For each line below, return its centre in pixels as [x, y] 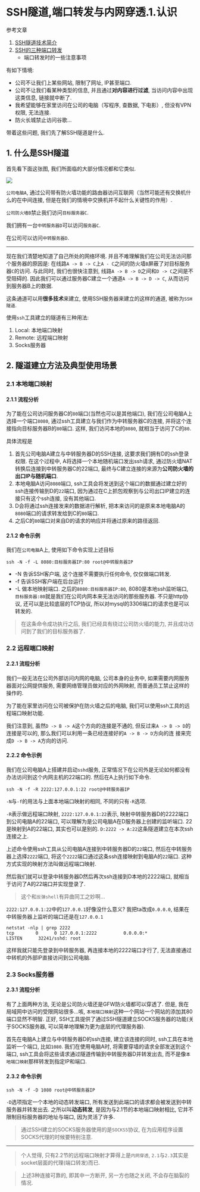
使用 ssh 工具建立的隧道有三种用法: [48, 317]
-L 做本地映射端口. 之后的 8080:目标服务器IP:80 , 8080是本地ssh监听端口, [101, 589]
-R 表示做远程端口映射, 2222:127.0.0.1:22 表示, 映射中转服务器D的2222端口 [98, 814]
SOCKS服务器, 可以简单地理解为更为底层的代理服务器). [78, 1026]
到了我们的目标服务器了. [55, 631]
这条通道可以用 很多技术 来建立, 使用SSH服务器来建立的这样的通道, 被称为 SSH [99, 298]
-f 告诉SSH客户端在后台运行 [49, 582]
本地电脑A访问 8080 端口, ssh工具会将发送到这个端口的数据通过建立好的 [101, 483]
